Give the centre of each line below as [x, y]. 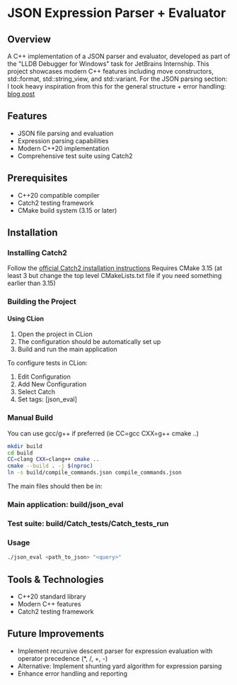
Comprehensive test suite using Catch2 [75, 156]
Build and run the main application [68, 350]
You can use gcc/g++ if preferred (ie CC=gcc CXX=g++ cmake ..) [103, 433]
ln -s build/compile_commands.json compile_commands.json [94, 473]
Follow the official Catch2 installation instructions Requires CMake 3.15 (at [115, 268]
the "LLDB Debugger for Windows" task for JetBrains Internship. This [109, 64]
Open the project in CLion [55, 334]
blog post [21, 94]
